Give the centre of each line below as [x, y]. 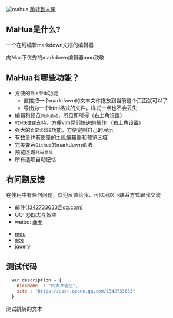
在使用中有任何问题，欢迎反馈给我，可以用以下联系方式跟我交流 [83, 195]
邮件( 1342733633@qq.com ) [49, 207]
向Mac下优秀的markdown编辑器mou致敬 [55, 57]
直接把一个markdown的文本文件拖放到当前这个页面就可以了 [96, 100]
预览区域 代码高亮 [34, 152]
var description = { [36, 280]
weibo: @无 [29, 222]
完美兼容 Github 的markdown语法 [54, 144]
